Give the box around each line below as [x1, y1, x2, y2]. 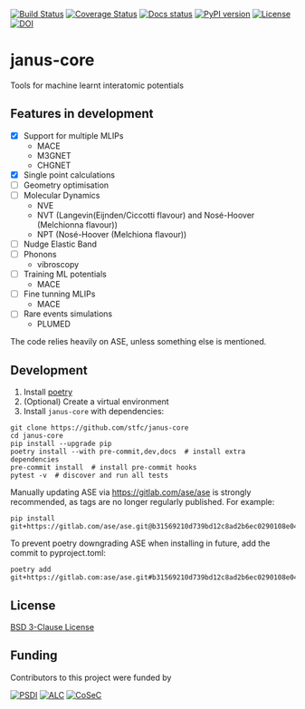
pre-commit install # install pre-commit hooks [10, 463, 197, 472]
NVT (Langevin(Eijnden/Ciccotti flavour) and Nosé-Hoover [36, 209, 255, 220]
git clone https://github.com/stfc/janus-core [10, 423, 189, 432]
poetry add [10, 565, 52, 575]
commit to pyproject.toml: [10, 548, 107, 558]
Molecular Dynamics [23, 189, 100, 200]
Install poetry [23, 386, 73, 398]
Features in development [10, 106, 154, 121]
